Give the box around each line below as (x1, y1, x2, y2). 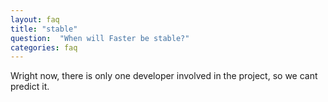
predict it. (10, 81, 50, 93)
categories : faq (10, 42, 78, 53)
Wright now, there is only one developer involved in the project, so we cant (10, 70, 318, 82)
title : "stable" (10, 24, 78, 34)
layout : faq (10, 14, 60, 25)
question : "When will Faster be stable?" (10, 33, 190, 43)
